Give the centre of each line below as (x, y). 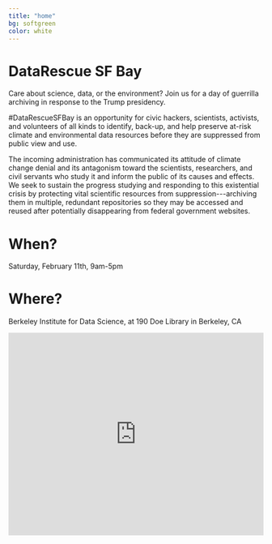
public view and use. (43, 143)
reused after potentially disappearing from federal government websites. (130, 211)
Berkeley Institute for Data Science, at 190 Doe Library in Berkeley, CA (125, 322)
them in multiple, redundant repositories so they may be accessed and (126, 203)
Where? (36, 299)
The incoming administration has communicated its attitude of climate (125, 160)
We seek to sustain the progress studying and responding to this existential (134, 185)
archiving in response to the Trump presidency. (87, 102)
